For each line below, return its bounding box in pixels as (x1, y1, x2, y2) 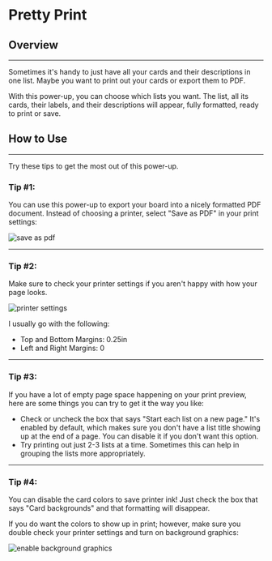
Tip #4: (8, 476, 38, 487)
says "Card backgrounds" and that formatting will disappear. (8, 503, 210, 512)
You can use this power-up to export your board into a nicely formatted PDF (8, 200, 261, 210)
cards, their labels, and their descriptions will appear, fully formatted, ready (8, 100, 259, 109)
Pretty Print (8, 6, 87, 24)
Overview (8, 38, 59, 52)
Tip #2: (8, 261, 37, 272)
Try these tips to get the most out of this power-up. (8, 161, 179, 171)
